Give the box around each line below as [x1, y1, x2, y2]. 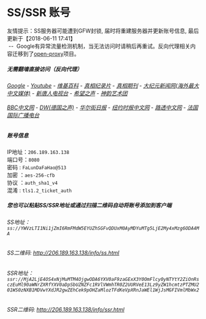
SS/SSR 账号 [7, 6, 71, 20]
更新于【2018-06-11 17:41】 [7, 34, 76, 42]
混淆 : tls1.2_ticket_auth [7, 186, 72, 194]
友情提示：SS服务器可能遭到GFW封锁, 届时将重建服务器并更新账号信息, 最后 [7, 27, 199, 34]
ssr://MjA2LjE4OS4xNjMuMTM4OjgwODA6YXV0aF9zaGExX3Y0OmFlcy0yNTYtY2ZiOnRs [7, 277, 200, 283]
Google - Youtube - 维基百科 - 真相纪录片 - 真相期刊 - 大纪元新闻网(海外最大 [7, 82, 199, 89]
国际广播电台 [7, 111, 39, 118]
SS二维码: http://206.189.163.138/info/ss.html [7, 249, 120, 256]
